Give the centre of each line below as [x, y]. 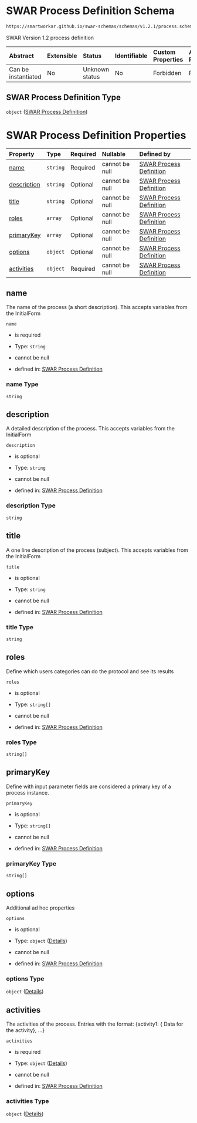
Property [22, 154]
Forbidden [167, 73]
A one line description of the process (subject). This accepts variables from [97, 550]
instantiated [25, 76]
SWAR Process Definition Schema [90, 11]
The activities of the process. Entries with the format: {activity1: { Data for [95, 1024]
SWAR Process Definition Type [64, 98]
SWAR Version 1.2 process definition [50, 38]
